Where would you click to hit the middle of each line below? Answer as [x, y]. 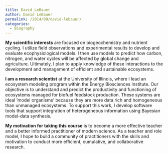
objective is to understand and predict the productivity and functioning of [81, 89]
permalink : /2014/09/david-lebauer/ [43, 19]
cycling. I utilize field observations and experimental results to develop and [82, 48]
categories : [18, 24]
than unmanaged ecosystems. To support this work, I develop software [79, 105]
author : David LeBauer [29, 14]
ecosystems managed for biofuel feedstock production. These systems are [83, 95]
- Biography [22, 28]
